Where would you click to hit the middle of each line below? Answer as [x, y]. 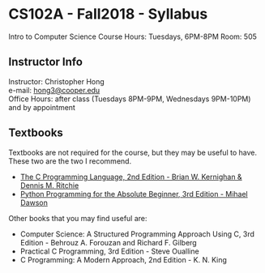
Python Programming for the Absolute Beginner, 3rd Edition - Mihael [134, 194]
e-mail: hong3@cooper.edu [54, 90]
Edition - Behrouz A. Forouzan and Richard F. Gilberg [108, 242]
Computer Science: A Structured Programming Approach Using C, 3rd [137, 234]
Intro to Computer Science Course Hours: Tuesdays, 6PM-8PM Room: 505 [133, 36]
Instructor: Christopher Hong [57, 81]
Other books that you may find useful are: [78, 218]
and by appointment [42, 107]
